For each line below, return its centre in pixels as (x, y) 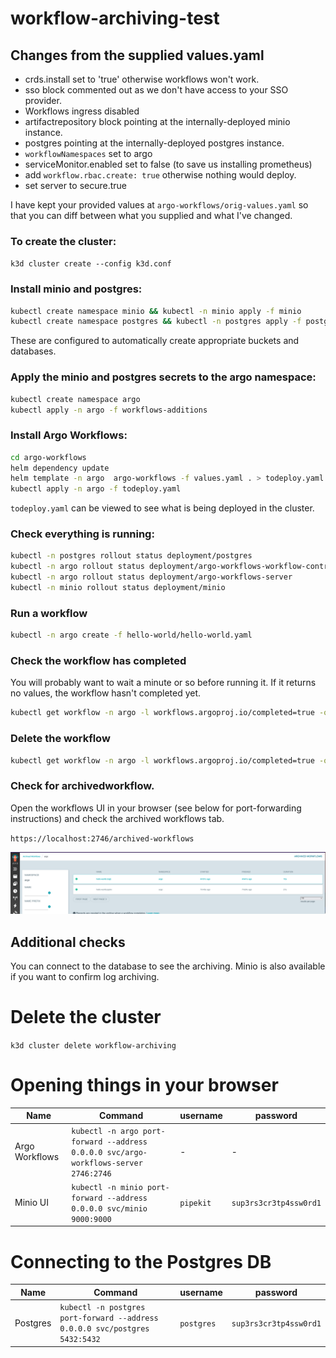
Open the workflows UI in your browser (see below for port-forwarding (156, 808)
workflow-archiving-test (115, 18)
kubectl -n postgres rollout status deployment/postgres (131, 556)
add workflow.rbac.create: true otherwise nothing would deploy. (160, 175)
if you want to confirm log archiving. (85, 977)
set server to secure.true (75, 185)
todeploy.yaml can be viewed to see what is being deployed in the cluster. (162, 508)
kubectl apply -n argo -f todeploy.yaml (96, 489)
